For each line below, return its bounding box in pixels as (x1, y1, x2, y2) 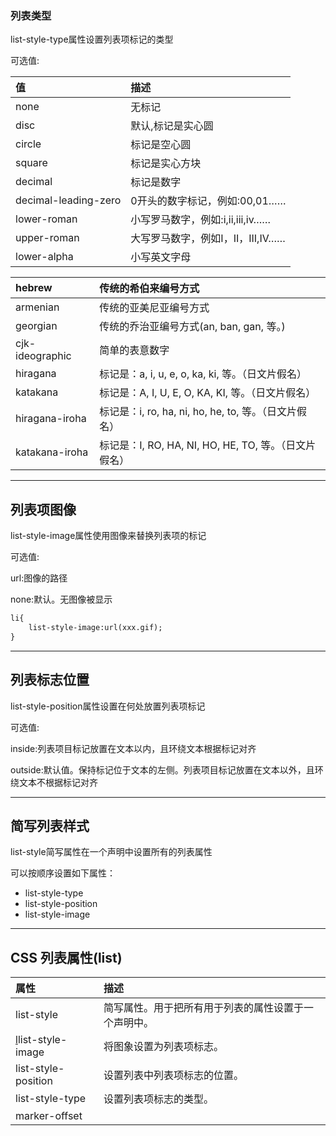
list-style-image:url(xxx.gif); (28, 622, 163, 632)
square (15, 156, 48, 170)
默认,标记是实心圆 (130, 119, 214, 133)
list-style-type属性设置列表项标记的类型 (10, 33, 174, 46)
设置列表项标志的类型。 (103, 1092, 214, 1106)
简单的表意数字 (99, 343, 170, 357)
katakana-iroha (15, 445, 89, 459)
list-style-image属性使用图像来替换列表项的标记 (10, 530, 207, 542)
